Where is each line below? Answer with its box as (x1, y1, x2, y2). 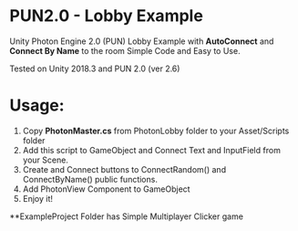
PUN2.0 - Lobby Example (9, 5, 203, 26)
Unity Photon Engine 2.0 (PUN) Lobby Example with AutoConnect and (9, 36, 274, 47)
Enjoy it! (22, 193, 53, 204)
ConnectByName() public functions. (22, 173, 158, 184)
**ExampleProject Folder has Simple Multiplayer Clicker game (9, 211, 244, 222)
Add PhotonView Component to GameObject (22, 184, 190, 194)
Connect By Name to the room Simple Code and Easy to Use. (9, 45, 241, 56)
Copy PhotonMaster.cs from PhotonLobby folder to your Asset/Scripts (22, 125, 290, 136)
